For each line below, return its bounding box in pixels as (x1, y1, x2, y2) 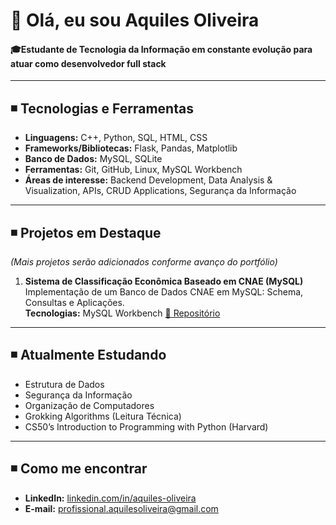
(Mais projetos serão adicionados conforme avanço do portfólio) (10, 256, 278, 268)
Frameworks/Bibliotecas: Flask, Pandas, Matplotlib (24, 142, 238, 154)
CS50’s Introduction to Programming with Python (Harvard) (24, 420, 269, 433)
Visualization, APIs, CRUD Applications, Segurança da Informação (24, 185, 297, 197)
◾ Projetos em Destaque (10, 224, 162, 241)
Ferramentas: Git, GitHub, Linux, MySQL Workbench (24, 164, 243, 176)
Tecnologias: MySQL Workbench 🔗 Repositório (24, 307, 221, 319)
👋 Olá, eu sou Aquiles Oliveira (10, 9, 260, 32)
